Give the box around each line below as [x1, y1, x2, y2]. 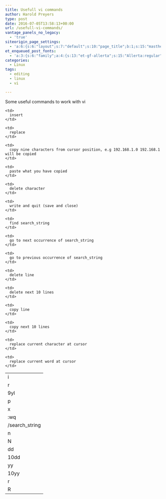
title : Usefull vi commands [5, 7, 63, 12]
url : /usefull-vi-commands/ [5, 26, 63, 31]
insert [9, 112, 23, 118]
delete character [9, 186, 45, 191]
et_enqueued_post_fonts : [5, 48, 56, 53]
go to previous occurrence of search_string [9, 255, 103, 260]
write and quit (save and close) [9, 203, 79, 208]
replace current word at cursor [9, 359, 77, 364]
